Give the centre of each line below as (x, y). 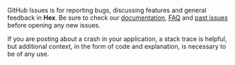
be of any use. (28, 54)
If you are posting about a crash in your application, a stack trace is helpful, (117, 39)
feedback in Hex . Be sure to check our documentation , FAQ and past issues (117, 18)
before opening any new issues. (54, 25)
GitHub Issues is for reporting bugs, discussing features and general (107, 10)
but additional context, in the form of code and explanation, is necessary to (117, 46)
